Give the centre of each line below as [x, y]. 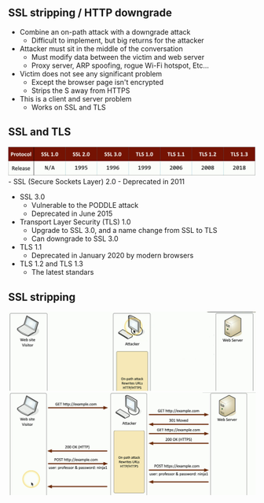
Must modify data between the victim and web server [118, 57]
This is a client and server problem [75, 98]
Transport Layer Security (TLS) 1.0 [75, 222]
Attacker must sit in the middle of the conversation [101, 48]
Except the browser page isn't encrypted [97, 82]
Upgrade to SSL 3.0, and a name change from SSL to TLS [124, 231]
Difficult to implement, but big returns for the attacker [117, 40]
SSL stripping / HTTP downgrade [90, 13]
